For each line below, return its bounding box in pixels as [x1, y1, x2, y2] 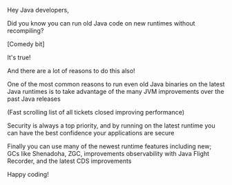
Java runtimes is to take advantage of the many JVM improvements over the [7, 88, 224, 95]
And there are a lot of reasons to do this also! [7, 67, 136, 75]
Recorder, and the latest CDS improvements [7, 157, 132, 165]
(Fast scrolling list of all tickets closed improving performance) [7, 108, 185, 116]
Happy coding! [7, 171, 50, 178]
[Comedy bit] [7, 40, 45, 48]
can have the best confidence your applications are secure [7, 129, 175, 137]
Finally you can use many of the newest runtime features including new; [7, 142, 212, 150]
